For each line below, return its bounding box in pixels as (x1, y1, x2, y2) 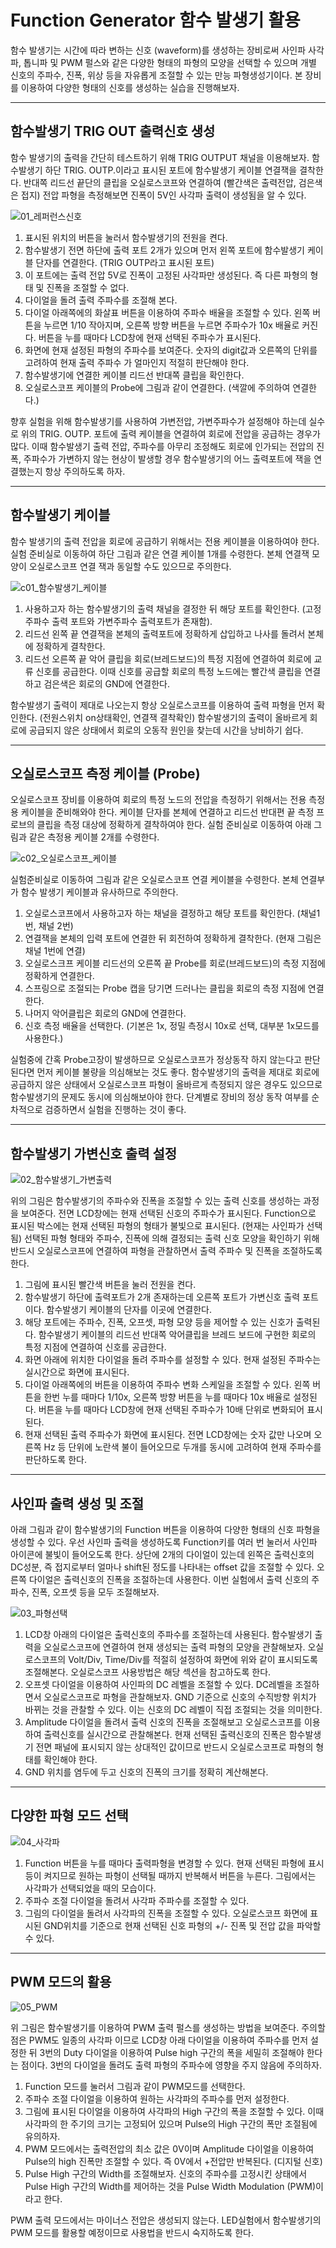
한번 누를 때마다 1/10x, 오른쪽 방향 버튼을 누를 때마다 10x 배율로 (43, 1391, 292, 1403)
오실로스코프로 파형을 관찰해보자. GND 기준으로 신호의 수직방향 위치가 (43, 1691, 317, 1703)
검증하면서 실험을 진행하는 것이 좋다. (44, 1104, 187, 1116)
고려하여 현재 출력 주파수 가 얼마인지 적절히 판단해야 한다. (24, 356, 250, 368)
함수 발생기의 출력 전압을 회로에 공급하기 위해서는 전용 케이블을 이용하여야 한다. (10, 535, 320, 547)
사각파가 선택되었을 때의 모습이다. (24, 1882, 157, 1894)
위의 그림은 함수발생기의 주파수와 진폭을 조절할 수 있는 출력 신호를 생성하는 (10, 1195, 302, 1207)
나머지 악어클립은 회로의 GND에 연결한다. (24, 1007, 187, 1020)
